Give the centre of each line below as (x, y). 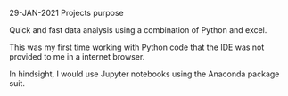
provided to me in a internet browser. (77, 56)
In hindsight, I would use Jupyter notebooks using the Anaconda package (144, 74)
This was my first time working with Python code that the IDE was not (137, 47)
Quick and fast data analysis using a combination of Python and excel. (138, 30)
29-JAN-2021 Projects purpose (67, 13)
